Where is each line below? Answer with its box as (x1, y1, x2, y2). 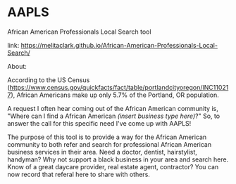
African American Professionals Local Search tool (7, 27, 151, 36)
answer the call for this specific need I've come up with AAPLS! (7, 119, 192, 127)
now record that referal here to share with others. (7, 170, 150, 178)
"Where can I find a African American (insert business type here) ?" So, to (7, 112, 221, 120)
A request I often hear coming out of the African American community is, (7, 104, 218, 112)
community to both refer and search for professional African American (7, 140, 212, 148)
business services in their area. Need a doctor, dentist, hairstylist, (7, 147, 197, 156)
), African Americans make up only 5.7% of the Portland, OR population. (10, 91, 220, 99)
